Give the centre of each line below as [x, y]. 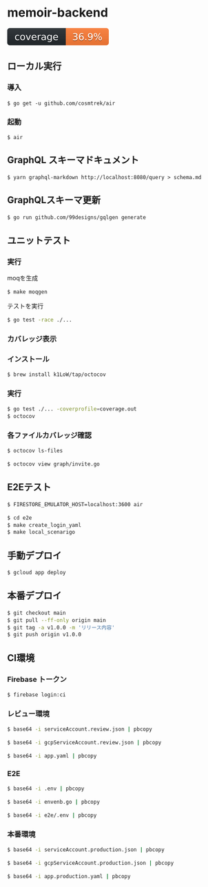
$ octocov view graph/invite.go [53, 464]
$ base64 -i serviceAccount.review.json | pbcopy [80, 729]
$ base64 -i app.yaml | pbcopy [52, 755]
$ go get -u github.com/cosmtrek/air [61, 103]
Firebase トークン [37, 679]
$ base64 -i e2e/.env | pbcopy [52, 815]
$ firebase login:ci [37, 695]
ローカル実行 [34, 66]
